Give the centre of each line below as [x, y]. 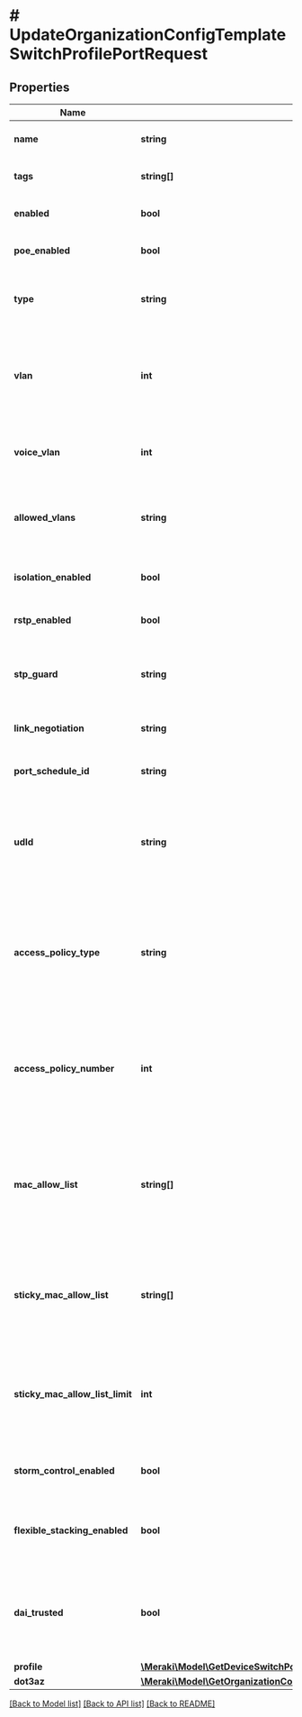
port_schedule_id [52, 771]
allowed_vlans [45, 517]
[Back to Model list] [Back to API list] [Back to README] [112, 1703]
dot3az [29, 1681]
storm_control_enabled [64, 1470]
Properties [40, 87]
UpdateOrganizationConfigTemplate [148, 35]
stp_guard [36, 674]
